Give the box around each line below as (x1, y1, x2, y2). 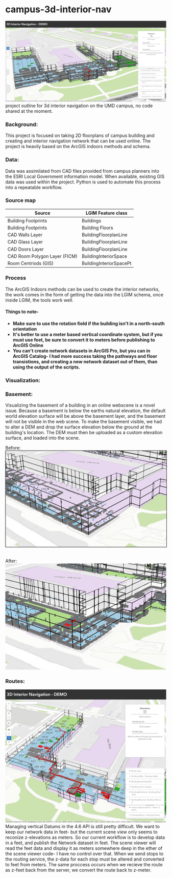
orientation (12, 326, 37, 332)
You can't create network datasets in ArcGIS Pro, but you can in (12, 348, 151, 354)
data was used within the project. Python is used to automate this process (5, 178, 161, 185)
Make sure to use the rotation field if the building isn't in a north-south (12, 320, 165, 326)
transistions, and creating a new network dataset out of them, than (12, 359, 158, 365)
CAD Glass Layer (7, 239, 43, 245)
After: (5, 558, 17, 564)
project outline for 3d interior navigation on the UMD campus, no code (5, 103, 153, 109)
